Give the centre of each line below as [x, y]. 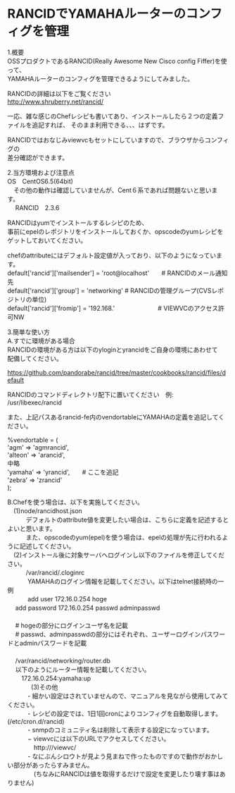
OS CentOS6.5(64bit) [40, 181]
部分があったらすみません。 [53, 765]
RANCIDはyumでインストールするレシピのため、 [78, 223]
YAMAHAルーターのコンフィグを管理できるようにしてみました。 [101, 78]
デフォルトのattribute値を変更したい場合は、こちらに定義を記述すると [127, 520]
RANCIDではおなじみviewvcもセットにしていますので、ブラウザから [106, 140]
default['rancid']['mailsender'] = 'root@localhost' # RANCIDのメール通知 [118, 273]
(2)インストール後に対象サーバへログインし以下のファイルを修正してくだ [119, 555]
